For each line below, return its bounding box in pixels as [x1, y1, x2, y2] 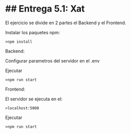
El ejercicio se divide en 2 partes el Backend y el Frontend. [5, 20, 126, 26]
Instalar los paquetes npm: [5, 29, 60, 35]
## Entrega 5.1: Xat [5, 3, 85, 15]
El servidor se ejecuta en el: [5, 96, 63, 102]
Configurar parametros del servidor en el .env [5, 57, 100, 63]
